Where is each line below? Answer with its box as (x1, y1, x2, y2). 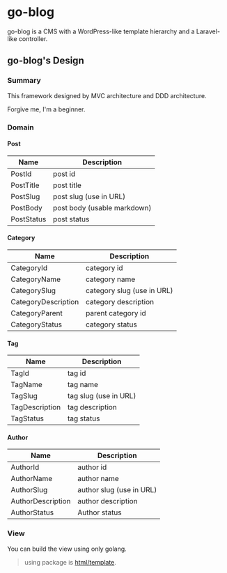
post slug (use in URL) (53, 191, 126, 201)
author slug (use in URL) (77, 485, 157, 495)
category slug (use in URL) (86, 285, 173, 295)
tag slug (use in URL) (67, 391, 136, 401)
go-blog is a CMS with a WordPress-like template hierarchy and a (7, 27, 195, 36)
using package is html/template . (24, 558, 117, 566)
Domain (7, 123, 34, 132)
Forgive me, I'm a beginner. (7, 105, 86, 113)
